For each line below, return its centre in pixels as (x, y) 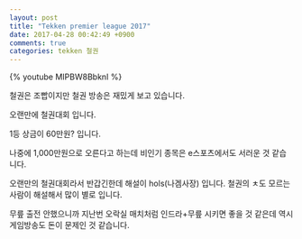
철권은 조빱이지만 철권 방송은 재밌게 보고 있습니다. (97, 96)
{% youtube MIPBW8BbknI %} (66, 77)
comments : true (38, 43)
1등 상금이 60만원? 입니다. (55, 134)
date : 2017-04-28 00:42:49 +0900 (72, 34)
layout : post (34, 18)
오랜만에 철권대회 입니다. (53, 115)
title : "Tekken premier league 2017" (80, 26)
